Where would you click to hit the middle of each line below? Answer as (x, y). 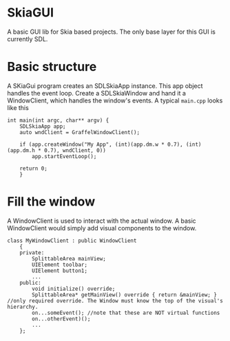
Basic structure (52, 67)
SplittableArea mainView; (69, 258)
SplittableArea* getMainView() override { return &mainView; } (124, 295)
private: (32, 252)
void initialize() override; (74, 289)
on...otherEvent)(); (61, 319)
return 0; (34, 168)
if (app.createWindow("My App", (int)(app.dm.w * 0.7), (102, 144)
